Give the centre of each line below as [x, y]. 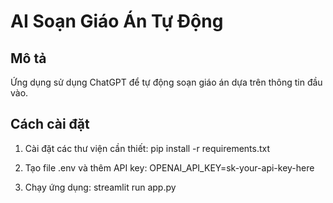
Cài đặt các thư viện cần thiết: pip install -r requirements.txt [147, 148]
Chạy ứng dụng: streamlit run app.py [100, 187]
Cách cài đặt [50, 124]
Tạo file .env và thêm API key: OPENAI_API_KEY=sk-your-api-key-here [169, 167]
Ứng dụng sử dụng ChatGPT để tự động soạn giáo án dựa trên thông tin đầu [166, 82]
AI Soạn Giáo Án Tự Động [117, 21]
